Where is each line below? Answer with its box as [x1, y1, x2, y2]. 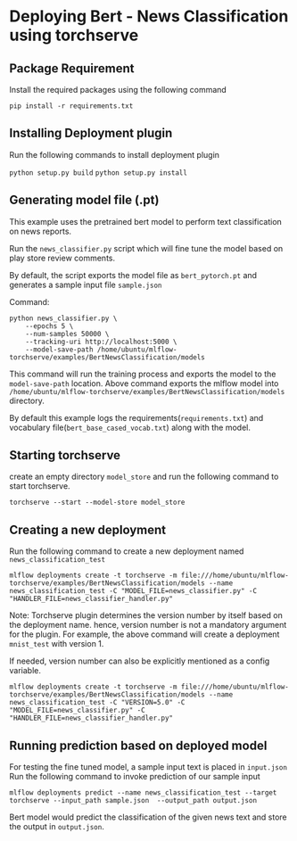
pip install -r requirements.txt [9, 102, 134, 111]
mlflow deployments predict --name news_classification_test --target [9, 788, 277, 797]
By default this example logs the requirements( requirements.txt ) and [9, 412, 264, 423]
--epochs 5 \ [25, 321, 74, 331]
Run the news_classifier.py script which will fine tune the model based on [9, 243, 284, 253]
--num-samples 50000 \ [25, 329, 110, 338]
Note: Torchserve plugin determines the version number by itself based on [9, 610, 283, 621]
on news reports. [9, 226, 72, 236]
